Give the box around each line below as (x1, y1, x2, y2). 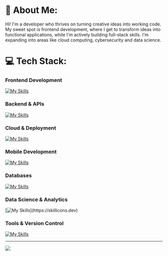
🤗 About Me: (5, 4, 58, 16)
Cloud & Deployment (5, 124, 56, 131)
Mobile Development (5, 148, 57, 155)
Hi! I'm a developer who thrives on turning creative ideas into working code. (5, 21, 161, 27)
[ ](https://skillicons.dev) (5, 207, 78, 213)
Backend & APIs (5, 100, 44, 107)
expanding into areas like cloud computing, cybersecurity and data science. (5, 37, 161, 43)
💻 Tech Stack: (5, 55, 67, 67)
